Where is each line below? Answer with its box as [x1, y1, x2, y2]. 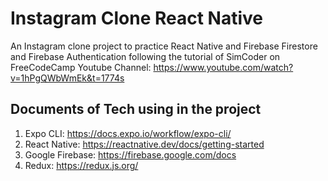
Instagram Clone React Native [10, 7, 264, 30]
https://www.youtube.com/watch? [153, 61, 294, 73]
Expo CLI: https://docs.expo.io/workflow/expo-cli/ [24, 127, 232, 139]
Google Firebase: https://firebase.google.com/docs [24, 148, 237, 161]
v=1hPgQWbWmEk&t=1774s [10, 72, 125, 84]
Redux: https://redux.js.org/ [24, 159, 139, 171]
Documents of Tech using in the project [10, 101, 262, 118]
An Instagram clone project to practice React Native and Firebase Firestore [10, 40, 318, 52]
